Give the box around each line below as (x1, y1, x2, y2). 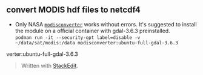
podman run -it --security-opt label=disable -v (15, 34, 141, 41)
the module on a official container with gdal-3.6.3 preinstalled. (15, 27, 171, 34)
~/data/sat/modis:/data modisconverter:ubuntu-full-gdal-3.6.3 (15, 40, 179, 46)
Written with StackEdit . (21, 62, 79, 69)
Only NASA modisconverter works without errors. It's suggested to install (15, 20, 197, 28)
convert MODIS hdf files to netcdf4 (6, 5, 141, 15)
